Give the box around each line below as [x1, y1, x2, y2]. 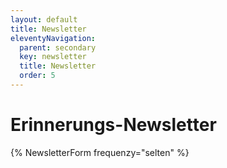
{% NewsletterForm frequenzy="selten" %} [10, 146, 190, 158]
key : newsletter [19, 52, 87, 62]
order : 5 [19, 71, 56, 81]
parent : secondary [19, 42, 97, 53]
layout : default [10, 14, 78, 25]
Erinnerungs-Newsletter [10, 114, 217, 136]
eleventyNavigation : [10, 33, 97, 43]
